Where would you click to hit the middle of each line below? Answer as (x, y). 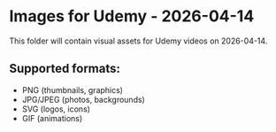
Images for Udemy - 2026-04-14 (132, 16)
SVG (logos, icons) (56, 109)
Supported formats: (65, 69)
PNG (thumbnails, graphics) (73, 89)
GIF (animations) (52, 118)
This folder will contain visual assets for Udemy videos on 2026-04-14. (138, 41)
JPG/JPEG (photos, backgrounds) (84, 99)
